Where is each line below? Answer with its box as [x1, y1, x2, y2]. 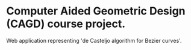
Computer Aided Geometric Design [6, 4, 186, 18]
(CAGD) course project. [6, 17, 126, 31]
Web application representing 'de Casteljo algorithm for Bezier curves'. [6, 37, 182, 44]
